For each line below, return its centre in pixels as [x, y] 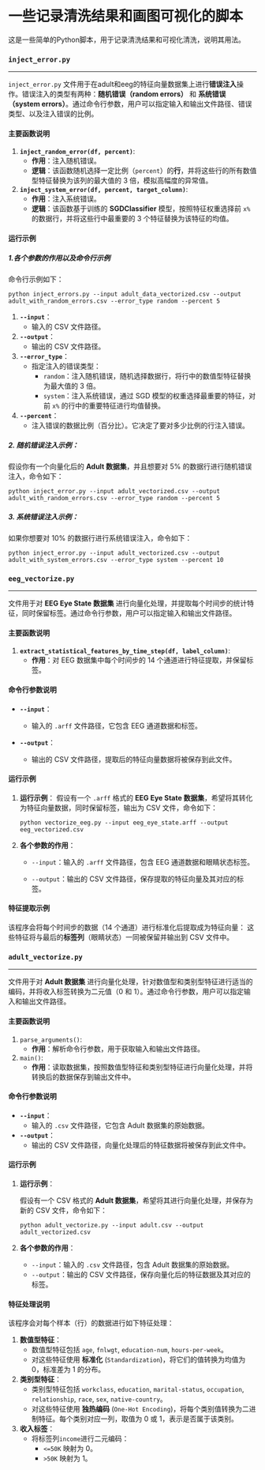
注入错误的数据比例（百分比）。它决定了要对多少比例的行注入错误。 [140, 425]
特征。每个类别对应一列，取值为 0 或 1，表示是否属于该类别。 [138, 1419]
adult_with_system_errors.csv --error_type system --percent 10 [116, 560]
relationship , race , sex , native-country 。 [99, 1399]
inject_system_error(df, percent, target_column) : [104, 190]
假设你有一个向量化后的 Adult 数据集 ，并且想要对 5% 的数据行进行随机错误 [130, 466]
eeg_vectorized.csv [52, 829]
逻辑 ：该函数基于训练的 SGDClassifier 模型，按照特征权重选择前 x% [141, 209]
